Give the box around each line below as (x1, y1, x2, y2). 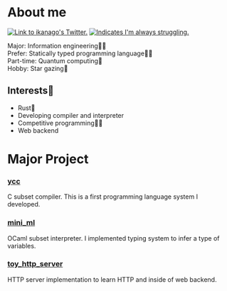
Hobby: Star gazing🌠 (7, 64, 68, 72)
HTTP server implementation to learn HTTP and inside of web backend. (7, 275, 217, 284)
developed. (7, 200, 41, 209)
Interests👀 (7, 84, 55, 97)
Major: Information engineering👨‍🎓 (7, 41, 107, 50)
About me (7, 4, 67, 21)
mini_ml (7, 218, 36, 228)
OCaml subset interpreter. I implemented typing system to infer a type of (7, 234, 220, 242)
